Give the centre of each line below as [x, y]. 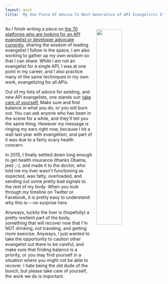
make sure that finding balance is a [41, 249]
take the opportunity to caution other [43, 239]
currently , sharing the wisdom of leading [47, 45]
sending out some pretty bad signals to [45, 181]
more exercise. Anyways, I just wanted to [47, 233]
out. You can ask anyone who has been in [48, 113]
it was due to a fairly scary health [39, 139]
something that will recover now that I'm [46, 223]
